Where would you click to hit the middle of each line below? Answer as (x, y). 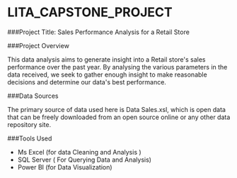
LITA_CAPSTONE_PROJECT (90, 12)
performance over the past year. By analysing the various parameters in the (117, 67)
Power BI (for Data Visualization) (65, 167)
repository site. (29, 124)
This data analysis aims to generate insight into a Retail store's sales (107, 59)
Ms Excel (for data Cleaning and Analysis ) (79, 152)
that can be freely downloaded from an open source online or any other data (119, 117)
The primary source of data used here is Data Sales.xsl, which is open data (117, 109)
